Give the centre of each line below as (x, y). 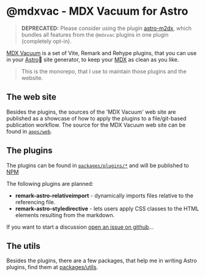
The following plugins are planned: (50, 183)
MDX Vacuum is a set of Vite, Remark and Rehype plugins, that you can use (102, 53)
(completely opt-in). (46, 41)
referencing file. (35, 202)
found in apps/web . (29, 131)
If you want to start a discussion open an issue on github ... (80, 227)
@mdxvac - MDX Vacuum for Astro (97, 11)
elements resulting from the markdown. (65, 215)
